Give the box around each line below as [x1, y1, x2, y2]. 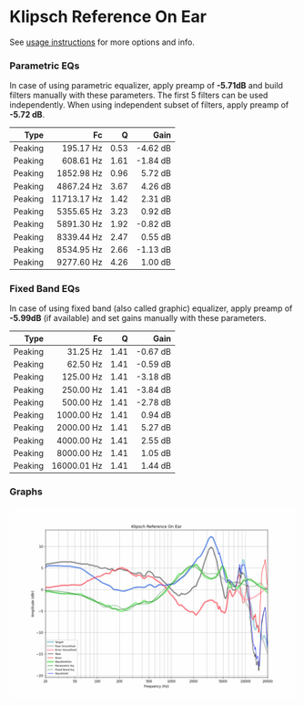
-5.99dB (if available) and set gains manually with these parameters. [9, 313, 267, 324]
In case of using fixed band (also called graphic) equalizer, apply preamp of [9, 303, 293, 314]
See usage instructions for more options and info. [9, 36, 196, 47]
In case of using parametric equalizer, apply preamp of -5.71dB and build [9, 80, 284, 91]
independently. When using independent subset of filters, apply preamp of [9, 99, 289, 110]
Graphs [9, 485, 43, 498]
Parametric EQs [9, 59, 80, 72]
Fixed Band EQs [9, 282, 80, 295]
